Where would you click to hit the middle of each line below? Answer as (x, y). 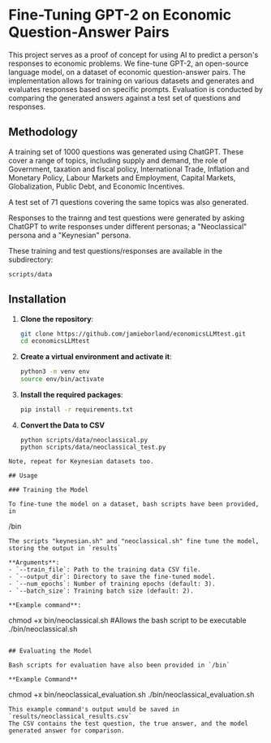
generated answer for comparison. (67, 730)
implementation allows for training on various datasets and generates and (131, 80)
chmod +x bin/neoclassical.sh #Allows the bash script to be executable (127, 620)
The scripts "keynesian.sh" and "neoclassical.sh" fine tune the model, (134, 541)
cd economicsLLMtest (55, 341)
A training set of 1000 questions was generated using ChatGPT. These (126, 151)
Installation (37, 300)
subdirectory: (31, 259)
